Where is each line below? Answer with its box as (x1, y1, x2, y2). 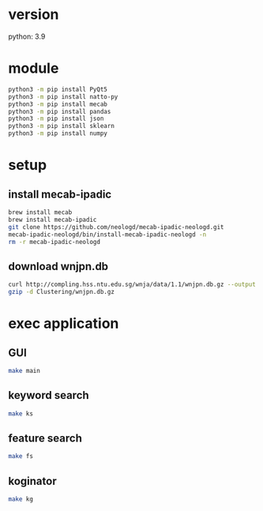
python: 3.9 (8, 32, 46, 41)
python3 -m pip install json (8, 115, 104, 123)
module (8, 59, 59, 77)
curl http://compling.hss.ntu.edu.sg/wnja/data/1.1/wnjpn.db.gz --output (8, 280, 257, 289)
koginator (8, 474, 57, 487)
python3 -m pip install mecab (8, 100, 108, 108)
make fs (8, 453, 34, 460)
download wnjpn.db (8, 259, 109, 273)
